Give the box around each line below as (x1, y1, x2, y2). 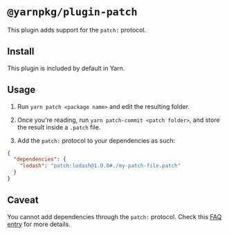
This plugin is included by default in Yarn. (7, 64, 125, 72)
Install (7, 45, 35, 57)
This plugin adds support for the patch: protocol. (7, 25, 147, 34)
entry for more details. (7, 220, 71, 228)
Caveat (7, 194, 39, 206)
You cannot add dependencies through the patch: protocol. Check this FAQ (7, 212, 222, 221)
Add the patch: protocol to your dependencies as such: (17, 136, 175, 145)
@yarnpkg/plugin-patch (7, 6, 138, 19)
